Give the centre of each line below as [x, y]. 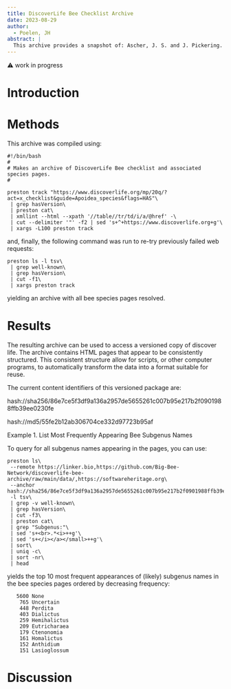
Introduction [43, 93]
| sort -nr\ [27, 558]
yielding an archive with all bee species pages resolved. [86, 298]
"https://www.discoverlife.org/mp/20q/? [109, 193]
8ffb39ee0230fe [31, 409]
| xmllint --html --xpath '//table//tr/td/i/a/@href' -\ [93, 217]
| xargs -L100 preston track [52, 229]
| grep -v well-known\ [43, 504]
